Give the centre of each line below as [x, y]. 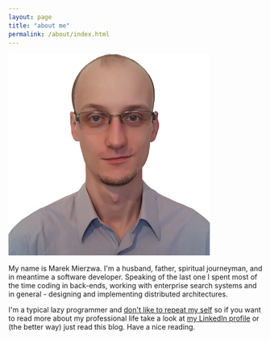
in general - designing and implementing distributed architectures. [118, 294]
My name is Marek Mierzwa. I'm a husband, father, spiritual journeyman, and [135, 269]
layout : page [30, 17]
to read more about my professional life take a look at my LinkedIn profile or [134, 318]
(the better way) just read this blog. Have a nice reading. [102, 327]
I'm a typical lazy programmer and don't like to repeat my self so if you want [135, 310]
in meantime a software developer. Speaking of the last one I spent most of [133, 277]
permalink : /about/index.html [59, 34]
